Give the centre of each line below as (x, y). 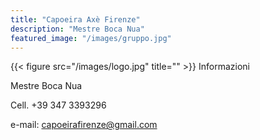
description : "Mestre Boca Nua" (77, 29)
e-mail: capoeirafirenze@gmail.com (84, 125)
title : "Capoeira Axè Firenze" (75, 19)
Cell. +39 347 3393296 (58, 105)
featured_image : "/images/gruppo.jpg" (91, 38)
